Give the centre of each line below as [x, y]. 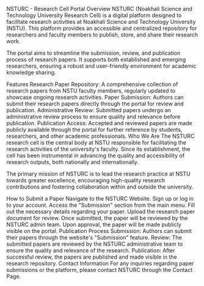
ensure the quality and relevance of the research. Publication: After [91, 250]
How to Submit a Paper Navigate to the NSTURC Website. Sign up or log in [100, 198]
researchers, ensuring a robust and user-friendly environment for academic [101, 66]
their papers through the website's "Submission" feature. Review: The [94, 238]
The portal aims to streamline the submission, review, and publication [93, 53]
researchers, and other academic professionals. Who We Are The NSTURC [100, 136]
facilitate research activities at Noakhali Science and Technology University [101, 22]
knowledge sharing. [31, 72]
